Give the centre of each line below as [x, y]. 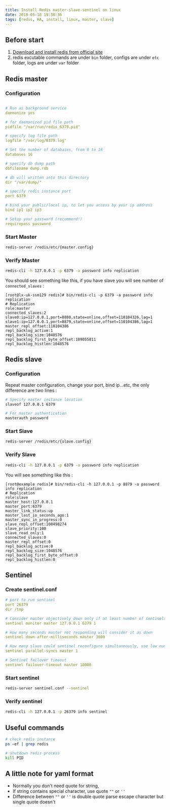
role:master [18, 308]
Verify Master [23, 260]
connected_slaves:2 [26, 313]
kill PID [14, 758]
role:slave [17, 497]
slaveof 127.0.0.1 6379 [30, 404]
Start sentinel [22, 678]
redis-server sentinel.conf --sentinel [47, 688]
